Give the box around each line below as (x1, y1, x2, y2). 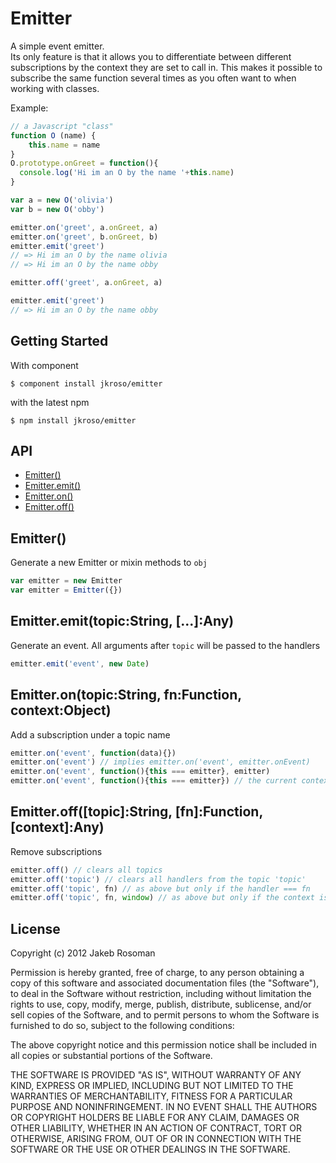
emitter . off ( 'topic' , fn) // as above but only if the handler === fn (10, 883, 311, 894)
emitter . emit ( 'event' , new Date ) (10, 658, 150, 669)
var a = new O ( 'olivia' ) (10, 195, 114, 206)
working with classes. (10, 82, 100, 94)
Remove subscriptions (10, 845, 103, 857)
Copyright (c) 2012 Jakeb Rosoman (10, 947, 156, 959)
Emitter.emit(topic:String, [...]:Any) (10, 613, 235, 630)
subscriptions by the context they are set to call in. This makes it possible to (10, 61, 323, 73)
